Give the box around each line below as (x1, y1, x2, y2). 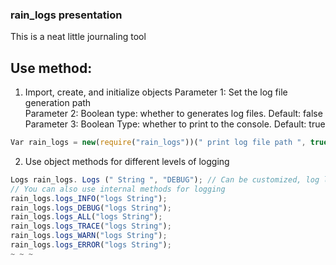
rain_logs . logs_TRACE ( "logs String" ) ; (10, 221, 172, 232)
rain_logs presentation (10, 8, 123, 22)
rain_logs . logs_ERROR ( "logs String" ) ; (10, 240, 172, 250)
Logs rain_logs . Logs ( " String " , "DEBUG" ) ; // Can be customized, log (10, 174, 320, 185)
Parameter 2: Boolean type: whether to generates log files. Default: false (24, 108, 323, 120)
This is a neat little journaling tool (10, 31, 147, 43)
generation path (24, 97, 92, 109)
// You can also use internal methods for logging (10, 184, 226, 194)
